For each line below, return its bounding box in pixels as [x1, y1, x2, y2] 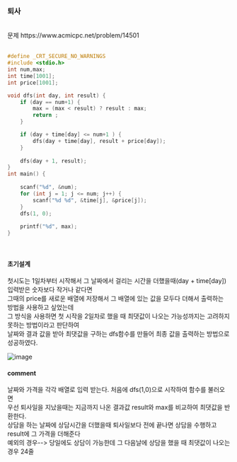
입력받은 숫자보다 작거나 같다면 [7, 285, 93, 294]
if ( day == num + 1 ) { [20, 98, 81, 105]
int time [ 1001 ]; [7, 72, 55, 79]
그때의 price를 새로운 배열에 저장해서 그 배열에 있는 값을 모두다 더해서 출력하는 [7, 294, 224, 303]
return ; [33, 112, 59, 119]
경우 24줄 [7, 447, 34, 456]
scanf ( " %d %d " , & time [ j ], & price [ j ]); [33, 197, 147, 204]
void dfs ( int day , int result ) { [7, 92, 106, 99]
